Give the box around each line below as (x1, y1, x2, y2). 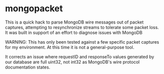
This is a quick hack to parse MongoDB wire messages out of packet (5, 19, 144, 25)
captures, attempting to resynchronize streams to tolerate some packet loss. (5, 24, 159, 30)
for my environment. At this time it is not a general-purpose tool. (5, 44, 135, 50)
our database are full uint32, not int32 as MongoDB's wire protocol (5, 59, 140, 65)
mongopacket (5, 3, 63, 14)
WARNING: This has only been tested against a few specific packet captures (5, 39, 159, 45)
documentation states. (5, 64, 50, 70)
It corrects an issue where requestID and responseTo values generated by (5, 53, 154, 59)
